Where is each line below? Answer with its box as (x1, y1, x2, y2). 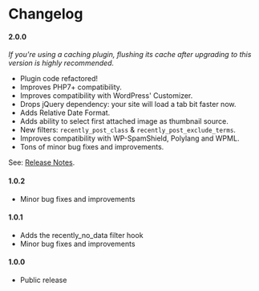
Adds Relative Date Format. (19, 108, 111, 117)
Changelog (8, 5, 83, 23)
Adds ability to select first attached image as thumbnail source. (19, 117, 229, 126)
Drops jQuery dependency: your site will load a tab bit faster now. (19, 100, 237, 109)
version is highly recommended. (8, 58, 115, 68)
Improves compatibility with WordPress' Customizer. (19, 91, 193, 100)
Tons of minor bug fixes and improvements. (19, 142, 164, 152)
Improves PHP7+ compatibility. (19, 82, 123, 92)
